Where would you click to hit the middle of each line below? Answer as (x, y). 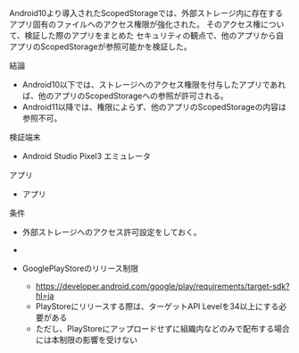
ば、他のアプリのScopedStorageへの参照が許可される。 (125, 96)
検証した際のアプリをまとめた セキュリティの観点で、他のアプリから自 (154, 35)
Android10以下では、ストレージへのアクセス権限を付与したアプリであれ (154, 84)
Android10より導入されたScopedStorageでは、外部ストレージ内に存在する (146, 13)
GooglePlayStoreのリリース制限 (80, 268)
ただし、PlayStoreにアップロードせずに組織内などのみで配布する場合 (162, 328)
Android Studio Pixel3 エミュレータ (87, 156)
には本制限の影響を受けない (87, 340)
